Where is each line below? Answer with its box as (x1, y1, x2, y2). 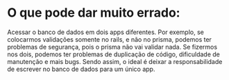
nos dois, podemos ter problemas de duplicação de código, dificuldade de (7, 50, 221, 58)
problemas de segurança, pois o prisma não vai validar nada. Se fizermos (7, 42, 217, 51)
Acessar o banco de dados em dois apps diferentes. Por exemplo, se (7, 28, 205, 36)
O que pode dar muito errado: (7, 5, 180, 21)
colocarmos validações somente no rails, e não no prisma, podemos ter (7, 35, 212, 43)
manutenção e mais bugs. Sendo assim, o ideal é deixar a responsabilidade (7, 57, 223, 65)
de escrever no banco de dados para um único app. (7, 65, 155, 73)
